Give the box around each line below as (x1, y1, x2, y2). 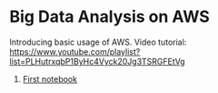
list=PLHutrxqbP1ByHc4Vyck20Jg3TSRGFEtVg (9, 56, 185, 67)
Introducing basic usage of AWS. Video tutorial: (9, 36, 187, 47)
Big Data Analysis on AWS (9, 6, 211, 27)
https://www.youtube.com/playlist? (9, 46, 141, 57)
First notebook (22, 73, 77, 84)
